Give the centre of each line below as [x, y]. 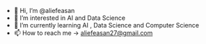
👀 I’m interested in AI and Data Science [70, 18]
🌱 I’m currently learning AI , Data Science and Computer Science [106, 25]
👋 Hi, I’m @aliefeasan [44, 11]
